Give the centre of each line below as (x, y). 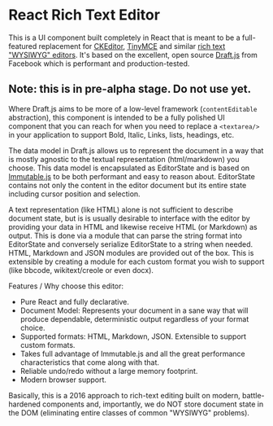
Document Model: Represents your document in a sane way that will (134, 310)
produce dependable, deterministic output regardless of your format (134, 318)
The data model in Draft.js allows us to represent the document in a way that (136, 150)
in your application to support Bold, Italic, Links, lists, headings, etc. (121, 134)
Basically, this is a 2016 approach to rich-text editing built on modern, (125, 395)
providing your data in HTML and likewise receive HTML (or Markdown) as (133, 226)
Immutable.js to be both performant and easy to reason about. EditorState (132, 176)
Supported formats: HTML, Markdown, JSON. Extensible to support (133, 336)
